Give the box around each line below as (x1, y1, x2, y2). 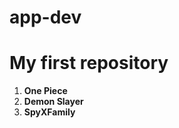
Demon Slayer (23, 96, 84, 108)
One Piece (23, 85, 68, 97)
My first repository (9, 52, 169, 75)
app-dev (9, 6, 82, 29)
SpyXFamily (23, 106, 76, 118)
